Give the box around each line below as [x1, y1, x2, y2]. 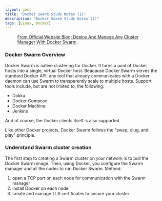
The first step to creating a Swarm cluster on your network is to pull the [5, 155, 149, 161]
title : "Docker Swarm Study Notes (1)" [5, 12, 86, 17]
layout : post [5, 7, 32, 12]
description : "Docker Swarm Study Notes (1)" [5, 16, 99, 21]
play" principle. [5, 132, 36, 138]
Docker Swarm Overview [5, 52, 65, 58]
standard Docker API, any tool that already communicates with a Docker [5, 73, 150, 78]
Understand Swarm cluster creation [5, 144, 92, 151]
